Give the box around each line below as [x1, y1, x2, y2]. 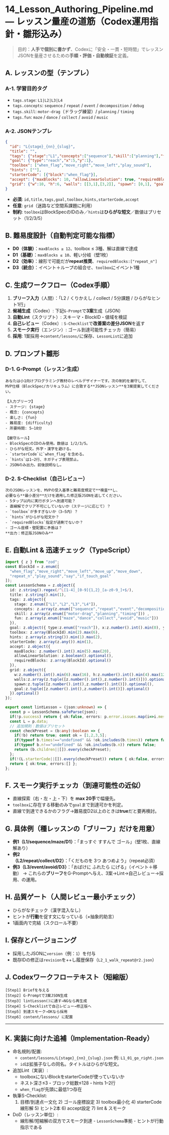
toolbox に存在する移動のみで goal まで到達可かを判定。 [12, 802, 126, 808]
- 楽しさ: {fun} [5, 415, 37, 420]
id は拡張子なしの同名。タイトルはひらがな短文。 [20, 1061, 122, 1067]
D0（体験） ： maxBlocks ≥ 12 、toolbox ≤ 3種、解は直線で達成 [12, 246, 138, 252]
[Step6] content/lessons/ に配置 [5, 1014, 73, 1019]
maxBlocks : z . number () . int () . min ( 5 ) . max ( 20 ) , [14, 648, 112, 654]
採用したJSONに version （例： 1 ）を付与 [12, 950, 96, 956]
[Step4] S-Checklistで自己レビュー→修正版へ [5, 1004, 92, 1009]
